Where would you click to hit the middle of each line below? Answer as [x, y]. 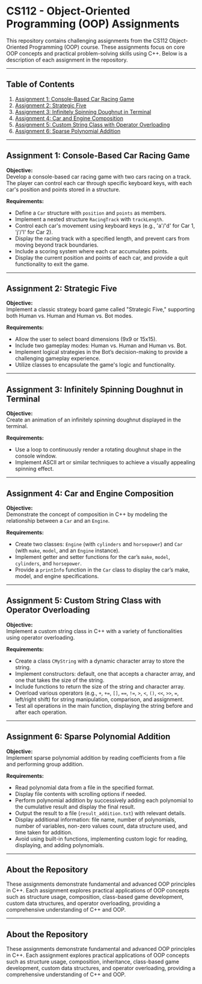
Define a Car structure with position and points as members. [90, 213]
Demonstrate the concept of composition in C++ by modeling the [87, 514]
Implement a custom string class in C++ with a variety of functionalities [94, 631]
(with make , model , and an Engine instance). [67, 550]
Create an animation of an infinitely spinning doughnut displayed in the [94, 420]
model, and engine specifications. [57, 576]
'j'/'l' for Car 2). [34, 232]
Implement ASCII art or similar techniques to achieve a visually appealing [105, 462]
